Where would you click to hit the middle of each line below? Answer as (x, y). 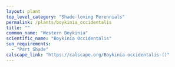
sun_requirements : (29, 44)
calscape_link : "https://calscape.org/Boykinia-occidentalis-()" (88, 55)
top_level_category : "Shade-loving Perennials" (66, 17)
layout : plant (24, 11)
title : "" (18, 28)
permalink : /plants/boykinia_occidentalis (59, 22)
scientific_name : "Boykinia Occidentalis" (59, 38)
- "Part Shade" (30, 50)
